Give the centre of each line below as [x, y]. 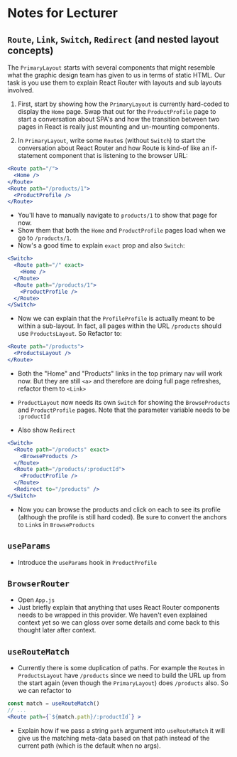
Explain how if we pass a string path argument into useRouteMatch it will [121, 730]
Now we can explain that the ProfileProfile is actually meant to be [116, 319]
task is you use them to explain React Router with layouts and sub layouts [115, 83]
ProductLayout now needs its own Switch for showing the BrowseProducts [124, 402]
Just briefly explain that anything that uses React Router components [118, 608]
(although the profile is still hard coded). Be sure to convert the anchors [122, 517]
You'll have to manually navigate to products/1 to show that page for [117, 216]
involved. [21, 90]
